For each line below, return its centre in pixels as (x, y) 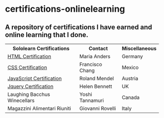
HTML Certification (29, 56)
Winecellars (21, 100)
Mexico (130, 67)
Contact (98, 48)
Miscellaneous (139, 48)
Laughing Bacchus (29, 94)
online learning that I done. (47, 35)
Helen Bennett (96, 86)
